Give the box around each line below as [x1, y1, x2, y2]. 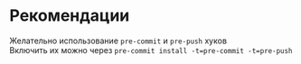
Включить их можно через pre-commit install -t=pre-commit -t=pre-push [9, 44, 293, 55]
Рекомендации [9, 5, 130, 26]
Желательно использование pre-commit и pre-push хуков [9, 35, 228, 46]
